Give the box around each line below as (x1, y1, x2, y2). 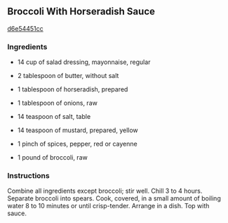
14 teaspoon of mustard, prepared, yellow (17, 126, 138, 134)
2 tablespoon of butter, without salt (17, 72, 119, 80)
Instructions (7, 171, 51, 181)
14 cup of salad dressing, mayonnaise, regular (17, 58, 151, 66)
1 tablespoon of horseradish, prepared (17, 85, 128, 94)
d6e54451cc (7, 24, 43, 32)
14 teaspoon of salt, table (17, 113, 91, 121)
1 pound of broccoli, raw (17, 153, 88, 162)
